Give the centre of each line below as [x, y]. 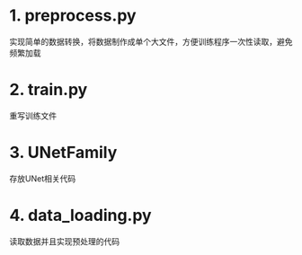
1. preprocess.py [73, 16]
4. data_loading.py [80, 215]
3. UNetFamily [63, 153]
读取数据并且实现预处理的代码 [64, 241]
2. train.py [49, 90]
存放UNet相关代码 [43, 178]
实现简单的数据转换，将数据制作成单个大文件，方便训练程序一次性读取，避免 [151, 41]
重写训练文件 [33, 115]
